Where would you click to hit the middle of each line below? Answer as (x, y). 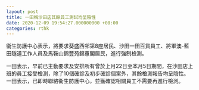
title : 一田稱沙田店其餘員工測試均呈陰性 (51, 17)
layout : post (22, 12)
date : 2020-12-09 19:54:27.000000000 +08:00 (62, 23)
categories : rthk (28, 28)
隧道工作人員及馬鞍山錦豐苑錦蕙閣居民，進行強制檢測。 (79, 54)
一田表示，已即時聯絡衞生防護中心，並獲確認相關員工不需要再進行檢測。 (95, 81)
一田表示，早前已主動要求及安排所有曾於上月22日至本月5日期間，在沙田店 (97, 66)
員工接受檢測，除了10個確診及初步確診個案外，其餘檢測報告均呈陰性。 (103, 74)
